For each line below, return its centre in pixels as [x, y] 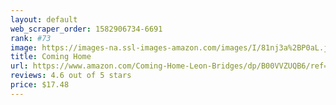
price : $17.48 [40, 85]
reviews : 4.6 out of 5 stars [71, 76]
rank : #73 [31, 38]
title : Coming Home [51, 57]
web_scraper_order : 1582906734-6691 [86, 29]
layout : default [44, 19]
